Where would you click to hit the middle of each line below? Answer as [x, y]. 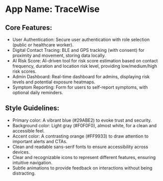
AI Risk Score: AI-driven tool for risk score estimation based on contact [85, 61]
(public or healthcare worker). [43, 45]
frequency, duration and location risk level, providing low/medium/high [85, 66]
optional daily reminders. [38, 92]
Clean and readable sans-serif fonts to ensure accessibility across [80, 147]
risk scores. [24, 71]
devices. [21, 152]
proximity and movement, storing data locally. [59, 55]
